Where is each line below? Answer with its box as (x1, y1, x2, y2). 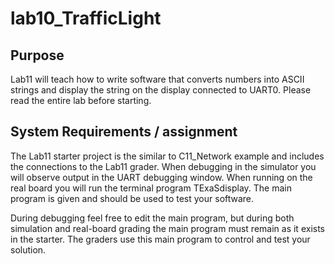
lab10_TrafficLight (10, 7, 162, 30)
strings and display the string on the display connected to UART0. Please (10, 84, 312, 96)
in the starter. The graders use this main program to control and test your (10, 233, 311, 245)
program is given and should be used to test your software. (10, 192, 255, 204)
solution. (10, 243, 47, 256)
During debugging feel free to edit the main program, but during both (10, 212, 295, 224)
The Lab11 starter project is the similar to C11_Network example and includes (10, 150, 325, 162)
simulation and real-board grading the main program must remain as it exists (10, 222, 325, 234)
